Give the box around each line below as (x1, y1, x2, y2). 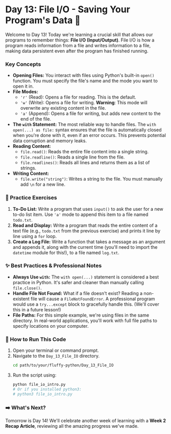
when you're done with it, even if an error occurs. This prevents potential (12, 132, 166, 139)
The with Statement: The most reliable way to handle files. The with (12, 122, 157, 128)
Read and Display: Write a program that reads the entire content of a (12, 222, 158, 228)
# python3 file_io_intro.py (12, 391, 72, 397)
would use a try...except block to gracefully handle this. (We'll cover (12, 301, 160, 307)
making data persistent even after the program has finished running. (5, 48, 149, 54)
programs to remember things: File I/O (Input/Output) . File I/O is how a (5, 37, 155, 43)
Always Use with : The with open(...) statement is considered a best (12, 273, 159, 280)
